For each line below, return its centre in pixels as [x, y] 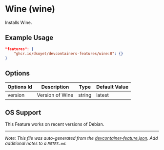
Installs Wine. [19, 22]
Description [55, 87]
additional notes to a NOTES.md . [36, 143]
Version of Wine [55, 95]
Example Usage [29, 38]
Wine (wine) [30, 9]
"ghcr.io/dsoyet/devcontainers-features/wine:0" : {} [69, 54]
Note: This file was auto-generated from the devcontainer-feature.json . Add [82, 138]
